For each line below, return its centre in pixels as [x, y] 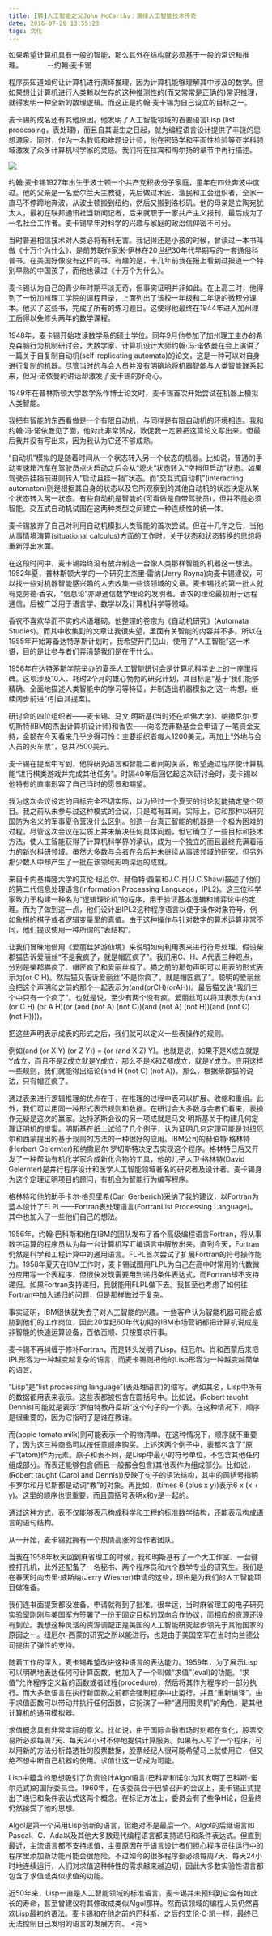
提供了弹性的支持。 [47, 1645]
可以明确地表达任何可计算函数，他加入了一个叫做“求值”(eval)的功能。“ [125, 1673]
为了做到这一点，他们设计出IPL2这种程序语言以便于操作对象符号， [140, 910]
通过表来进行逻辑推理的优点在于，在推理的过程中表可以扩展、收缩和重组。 [132, 1098]
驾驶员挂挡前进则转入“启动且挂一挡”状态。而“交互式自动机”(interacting [126, 478]
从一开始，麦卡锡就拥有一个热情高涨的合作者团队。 [93, 1540]
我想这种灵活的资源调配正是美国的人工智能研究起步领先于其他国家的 [150, 1625]
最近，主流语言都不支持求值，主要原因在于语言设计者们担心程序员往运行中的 [136, 1846]
